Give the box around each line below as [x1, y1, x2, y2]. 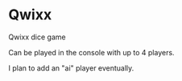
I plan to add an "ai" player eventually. [8, 63, 134, 73]
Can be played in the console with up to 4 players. [8, 47, 175, 57]
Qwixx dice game [8, 32, 66, 42]
